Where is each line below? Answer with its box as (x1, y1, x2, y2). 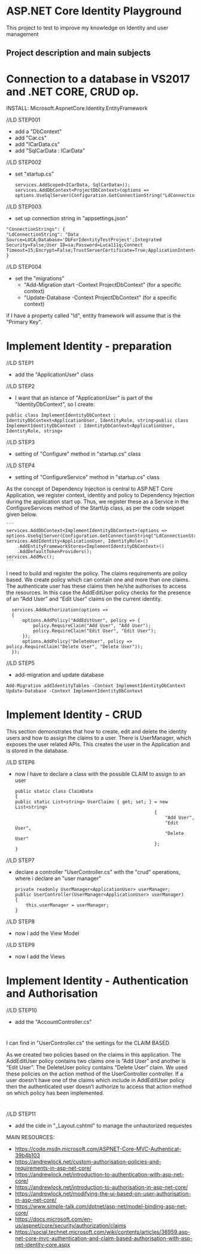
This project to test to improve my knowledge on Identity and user (6, 24, 169, 31)
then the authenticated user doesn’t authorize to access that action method (6, 1083, 192, 1090)
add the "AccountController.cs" (14, 1018, 92, 1026)
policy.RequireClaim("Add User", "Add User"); (32, 623, 151, 629)
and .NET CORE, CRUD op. (6, 85, 139, 99)
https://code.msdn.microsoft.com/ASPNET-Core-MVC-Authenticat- (14, 1145, 181, 1152)
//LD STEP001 (6, 116, 41, 124)
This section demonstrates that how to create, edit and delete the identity (6, 728, 187, 735)
